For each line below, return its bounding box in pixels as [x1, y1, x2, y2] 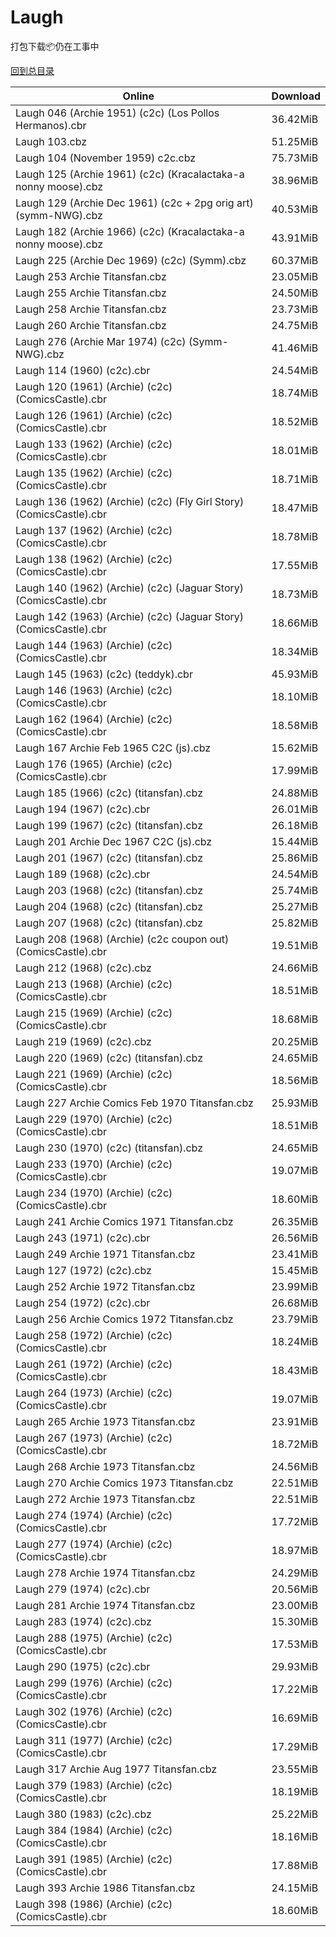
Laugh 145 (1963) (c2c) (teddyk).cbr [15, 667, 193, 681]
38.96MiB [271, 173, 319, 187]
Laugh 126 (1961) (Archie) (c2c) [15, 408, 173, 422]
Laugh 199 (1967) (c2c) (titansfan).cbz [15, 818, 203, 832]
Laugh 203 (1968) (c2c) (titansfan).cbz [15, 883, 203, 897]
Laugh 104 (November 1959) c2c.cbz [15, 151, 197, 165]
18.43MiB [271, 1363, 319, 1377]
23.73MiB [271, 302, 319, 316]
